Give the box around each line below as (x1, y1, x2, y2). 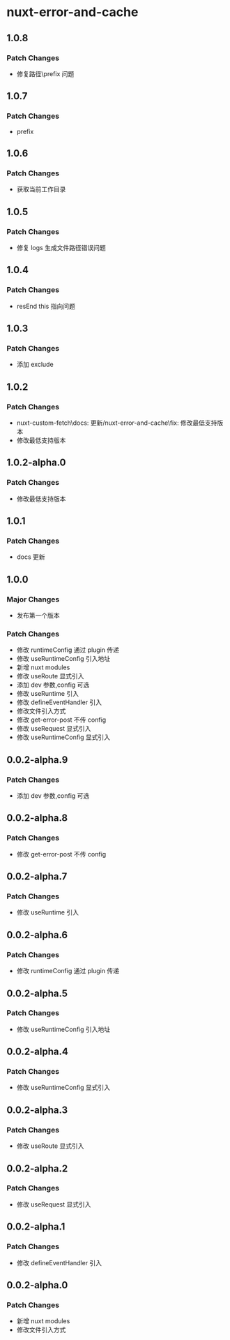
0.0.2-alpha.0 (6, 1279, 68, 1291)
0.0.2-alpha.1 (6, 1221, 66, 1233)
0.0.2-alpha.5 (6, 987, 68, 999)
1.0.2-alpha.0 (6, 457, 67, 469)
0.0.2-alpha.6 (6, 928, 68, 940)
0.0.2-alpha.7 (6, 871, 68, 882)
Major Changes (6, 595, 60, 604)
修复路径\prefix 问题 (16, 69, 75, 78)
